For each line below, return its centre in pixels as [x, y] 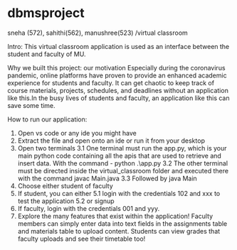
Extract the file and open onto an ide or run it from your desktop [111, 141]
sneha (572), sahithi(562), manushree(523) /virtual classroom [98, 33]
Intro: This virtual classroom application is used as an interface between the [118, 46]
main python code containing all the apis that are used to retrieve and [120, 156]
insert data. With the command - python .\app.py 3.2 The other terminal [123, 163]
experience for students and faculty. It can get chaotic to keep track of [111, 82]
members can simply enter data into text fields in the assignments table [122, 223]
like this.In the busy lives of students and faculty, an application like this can [118, 98]
